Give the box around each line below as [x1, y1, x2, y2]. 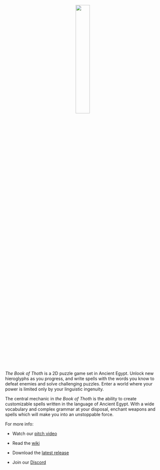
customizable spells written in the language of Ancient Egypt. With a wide [5, 401, 155, 407]
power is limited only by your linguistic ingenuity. [5, 386, 104, 392]
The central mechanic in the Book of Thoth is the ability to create [5, 396, 137, 401]
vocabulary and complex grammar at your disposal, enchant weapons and [5, 406, 156, 412]
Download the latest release [12, 450, 69, 456]
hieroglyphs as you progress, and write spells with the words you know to [5, 376, 155, 382]
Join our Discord [12, 460, 46, 465]
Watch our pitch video [12, 430, 58, 436]
